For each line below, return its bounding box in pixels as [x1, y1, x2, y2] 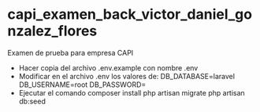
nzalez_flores [7, 22, 98, 40]
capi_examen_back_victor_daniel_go [7, 5, 253, 23]
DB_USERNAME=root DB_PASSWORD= [18, 80, 147, 89]
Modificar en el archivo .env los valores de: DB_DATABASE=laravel [18, 71, 236, 81]
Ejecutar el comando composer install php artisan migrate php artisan [18, 88, 245, 97]
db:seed [18, 96, 46, 106]
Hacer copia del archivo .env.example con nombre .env [18, 63, 199, 72]
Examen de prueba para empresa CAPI [7, 48, 134, 57]
